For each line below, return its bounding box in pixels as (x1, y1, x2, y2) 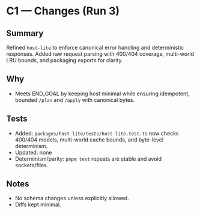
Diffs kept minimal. (14, 201, 61, 208)
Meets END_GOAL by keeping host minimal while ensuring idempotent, (14, 90, 190, 97)
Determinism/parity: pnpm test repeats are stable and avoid (14, 155, 162, 162)
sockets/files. (14, 161, 49, 168)
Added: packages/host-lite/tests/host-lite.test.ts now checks (14, 129, 179, 137)
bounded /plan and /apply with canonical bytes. (14, 96, 135, 103)
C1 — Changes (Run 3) (6, 4, 120, 18)
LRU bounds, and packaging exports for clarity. (6, 57, 123, 64)
